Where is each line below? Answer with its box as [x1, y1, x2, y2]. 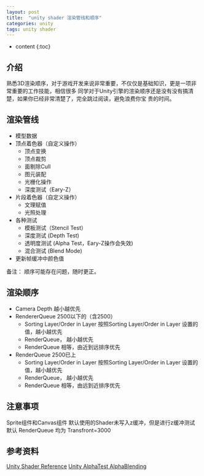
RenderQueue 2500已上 [15, 351, 77, 358]
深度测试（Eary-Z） [24, 185, 74, 193]
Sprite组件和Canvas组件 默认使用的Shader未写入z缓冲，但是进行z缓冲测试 [6, 418, 195, 426]
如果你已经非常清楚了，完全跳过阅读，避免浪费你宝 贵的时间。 [17, 95, 175, 102]
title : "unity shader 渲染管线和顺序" [6, 15, 102, 21]
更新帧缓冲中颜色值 [15, 255, 65, 262]
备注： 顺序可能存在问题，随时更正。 [6, 267, 100, 275]
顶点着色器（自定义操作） [15, 139, 80, 147]
